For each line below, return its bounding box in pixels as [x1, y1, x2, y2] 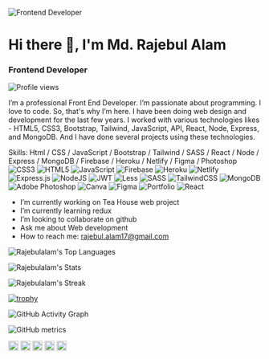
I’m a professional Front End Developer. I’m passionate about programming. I [8, 98, 261, 108]
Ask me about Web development [19, 223, 128, 233]
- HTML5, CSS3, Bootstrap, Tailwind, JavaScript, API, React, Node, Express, [8, 124, 259, 133]
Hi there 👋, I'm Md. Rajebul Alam [8, 36, 226, 54]
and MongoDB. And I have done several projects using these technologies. [8, 133, 255, 142]
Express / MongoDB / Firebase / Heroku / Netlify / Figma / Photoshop [8, 157, 238, 166]
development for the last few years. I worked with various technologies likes [8, 115, 260, 124]
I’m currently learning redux [19, 206, 112, 216]
